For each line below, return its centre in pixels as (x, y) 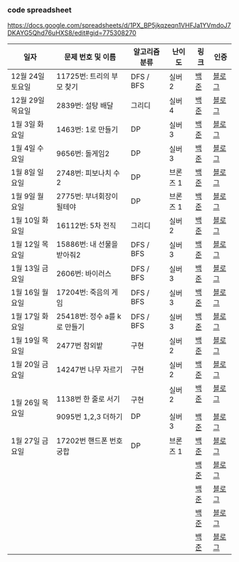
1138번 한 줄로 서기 (88, 399)
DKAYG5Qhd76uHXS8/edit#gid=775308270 (72, 33)
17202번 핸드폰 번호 (90, 441)
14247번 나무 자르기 (90, 370)
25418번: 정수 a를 (86, 317)
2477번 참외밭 (80, 346)
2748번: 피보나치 (84, 174)
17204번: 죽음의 (83, 292)
